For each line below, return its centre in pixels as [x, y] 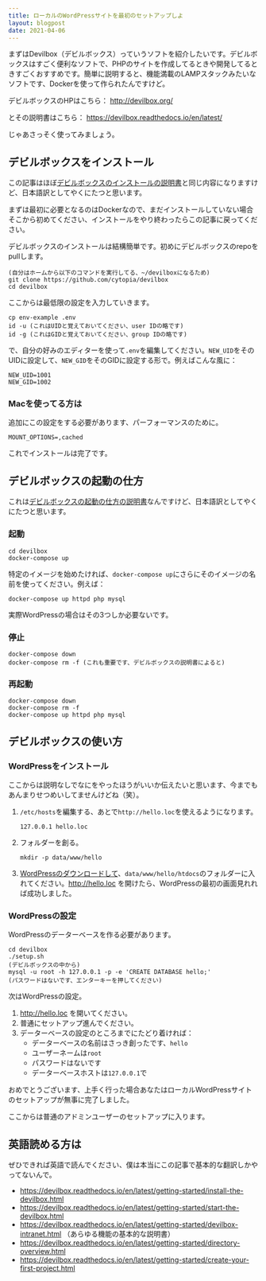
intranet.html [40, 1233]
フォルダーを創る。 [51, 842]
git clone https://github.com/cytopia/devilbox [89, 280]
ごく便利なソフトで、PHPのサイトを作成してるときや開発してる [147, 64]
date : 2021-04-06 [37, 30]
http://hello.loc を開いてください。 [76, 1013]
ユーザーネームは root [66, 1053]
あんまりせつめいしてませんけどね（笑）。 [76, 794]
